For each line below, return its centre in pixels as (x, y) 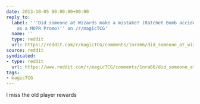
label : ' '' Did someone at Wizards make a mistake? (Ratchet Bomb (94, 23)
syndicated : (21, 56)
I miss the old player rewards (42, 95)
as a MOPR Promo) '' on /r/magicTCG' (62, 28)
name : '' (22, 34)
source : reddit (25, 51)
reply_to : (18, 17)
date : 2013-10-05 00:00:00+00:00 (48, 12)
